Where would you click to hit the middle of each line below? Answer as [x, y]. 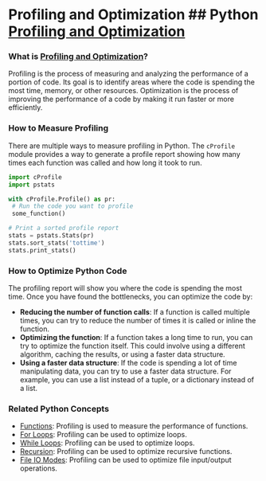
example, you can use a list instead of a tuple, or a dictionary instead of [137, 379]
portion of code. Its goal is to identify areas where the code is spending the [131, 82]
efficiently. [25, 108]
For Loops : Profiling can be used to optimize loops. [103, 435]
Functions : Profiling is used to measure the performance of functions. [134, 426]
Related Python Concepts [59, 409]
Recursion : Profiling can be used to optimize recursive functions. [126, 452]
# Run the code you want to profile [72, 206]
